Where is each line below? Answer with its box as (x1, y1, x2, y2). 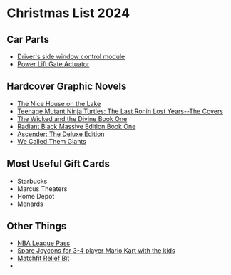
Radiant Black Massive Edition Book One (16, 122, 136, 130)
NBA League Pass (16, 239, 71, 247)
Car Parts (6, 33, 50, 46)
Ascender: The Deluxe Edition (16, 130, 105, 138)
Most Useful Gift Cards (6, 158, 111, 170)
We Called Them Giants (16, 137, 87, 145)
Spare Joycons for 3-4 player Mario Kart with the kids (16, 247, 175, 255)
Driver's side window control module (16, 52, 125, 61)
